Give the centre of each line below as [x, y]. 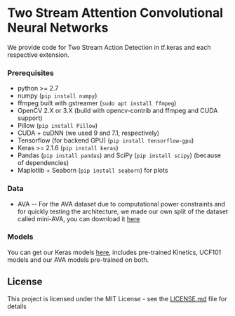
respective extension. [39, 55]
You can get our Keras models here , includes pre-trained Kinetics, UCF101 [114, 252]
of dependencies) [43, 163]
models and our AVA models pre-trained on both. [78, 259]
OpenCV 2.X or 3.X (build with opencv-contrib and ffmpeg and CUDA [117, 111]
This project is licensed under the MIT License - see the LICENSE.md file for [117, 298]
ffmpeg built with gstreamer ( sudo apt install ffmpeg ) [97, 103]
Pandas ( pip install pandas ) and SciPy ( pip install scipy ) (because [119, 155]
